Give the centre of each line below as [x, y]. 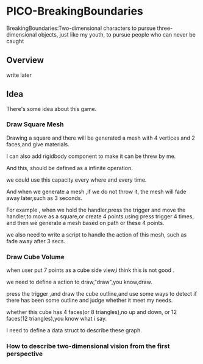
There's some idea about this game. [52, 109]
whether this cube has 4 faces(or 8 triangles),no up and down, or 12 [92, 312]
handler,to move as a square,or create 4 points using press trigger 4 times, [100, 216]
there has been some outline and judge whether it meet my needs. [90, 301]
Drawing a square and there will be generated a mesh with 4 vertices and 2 [101, 138]
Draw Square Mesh [35, 124]
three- [165, 28]
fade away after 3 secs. [36, 241]
